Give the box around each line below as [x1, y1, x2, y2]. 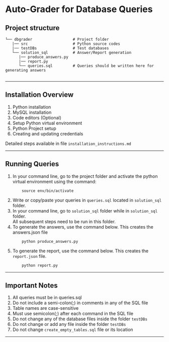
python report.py [22, 263, 58, 268]
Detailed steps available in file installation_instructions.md [5, 140, 132, 147]
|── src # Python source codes [12, 41, 121, 46]
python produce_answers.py [22, 239, 78, 244]
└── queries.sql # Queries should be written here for [18, 63, 154, 69]
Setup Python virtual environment [12, 120, 82, 126]
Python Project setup [12, 125, 56, 131]
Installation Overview [5, 91, 74, 99]
